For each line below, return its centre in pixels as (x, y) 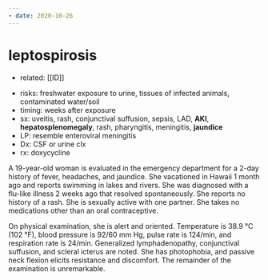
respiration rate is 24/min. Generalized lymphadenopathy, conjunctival (124, 243)
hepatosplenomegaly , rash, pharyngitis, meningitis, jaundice (121, 127)
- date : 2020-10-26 (41, 16)
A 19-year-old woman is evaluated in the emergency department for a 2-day (134, 168)
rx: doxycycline (45, 152)
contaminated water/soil (60, 102)
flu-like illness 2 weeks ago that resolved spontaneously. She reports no (127, 194)
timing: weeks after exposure (68, 110)
